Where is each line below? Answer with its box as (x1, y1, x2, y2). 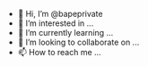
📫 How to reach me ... (17, 47, 101, 57)
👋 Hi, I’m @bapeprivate (17, 9, 103, 19)
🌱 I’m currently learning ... (17, 28, 114, 37)
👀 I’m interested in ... (17, 18, 94, 29)
